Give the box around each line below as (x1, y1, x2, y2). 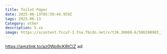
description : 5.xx (5, 26, 43, 30)
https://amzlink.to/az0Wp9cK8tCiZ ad (5, 44, 83, 49)
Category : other (5, 21, 39, 26)
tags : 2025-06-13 (5, 16, 41, 21)
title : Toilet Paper (5, 7, 48, 12)
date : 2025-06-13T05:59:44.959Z (5, 12, 72, 17)
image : (5, 30, 19, 35)
